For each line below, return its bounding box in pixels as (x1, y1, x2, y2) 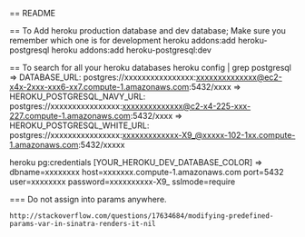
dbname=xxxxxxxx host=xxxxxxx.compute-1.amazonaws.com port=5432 (9, 167, 284, 177)
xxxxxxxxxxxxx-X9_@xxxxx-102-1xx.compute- (122, 130, 296, 140)
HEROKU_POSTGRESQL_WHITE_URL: (9, 120, 150, 131)
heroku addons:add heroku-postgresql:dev (51, 44, 212, 55)
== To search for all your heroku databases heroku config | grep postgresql (9, 63, 292, 73)
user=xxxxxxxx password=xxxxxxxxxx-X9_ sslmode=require (9, 176, 236, 187)
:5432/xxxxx (78, 140, 125, 150)
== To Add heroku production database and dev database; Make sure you (9, 25, 286, 35)
